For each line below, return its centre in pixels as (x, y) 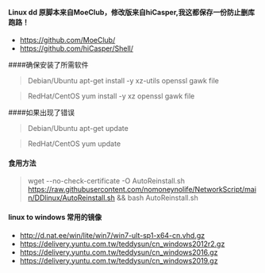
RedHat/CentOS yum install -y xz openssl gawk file (111, 96)
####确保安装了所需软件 (48, 65)
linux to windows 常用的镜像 (55, 217)
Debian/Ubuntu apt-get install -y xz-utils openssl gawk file (123, 81)
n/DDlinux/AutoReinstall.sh (71, 198)
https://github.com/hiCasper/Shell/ (76, 48)
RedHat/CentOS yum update (74, 144)
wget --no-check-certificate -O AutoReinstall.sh (106, 181)
